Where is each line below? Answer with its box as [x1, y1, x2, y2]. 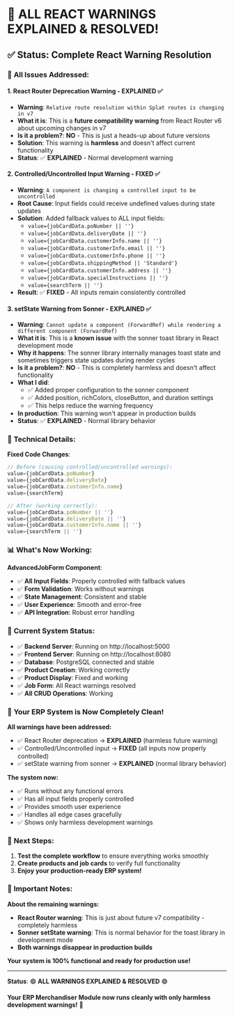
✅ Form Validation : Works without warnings [17, 585, 144, 593]
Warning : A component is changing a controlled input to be [17, 185, 196, 194]
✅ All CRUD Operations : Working [17, 689, 114, 698]
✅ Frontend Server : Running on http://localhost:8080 [17, 649, 171, 658]
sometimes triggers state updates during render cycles [17, 356, 175, 364]
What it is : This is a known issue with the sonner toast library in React [17, 334, 219, 342]
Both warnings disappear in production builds [17, 943, 153, 951]
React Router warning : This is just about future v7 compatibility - [17, 913, 205, 922]
